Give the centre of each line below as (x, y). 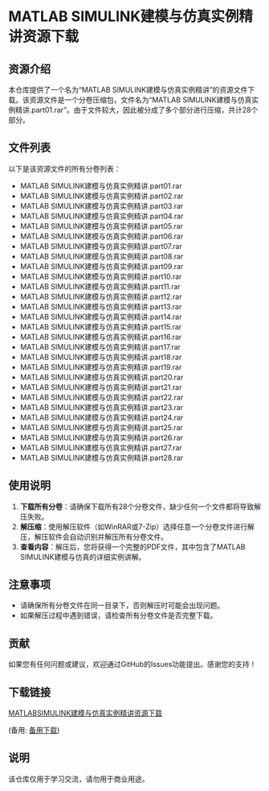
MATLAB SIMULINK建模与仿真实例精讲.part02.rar (102, 196)
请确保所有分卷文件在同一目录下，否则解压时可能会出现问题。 (122, 606)
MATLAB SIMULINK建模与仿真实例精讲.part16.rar (101, 337)
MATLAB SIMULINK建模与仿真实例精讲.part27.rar (101, 447)
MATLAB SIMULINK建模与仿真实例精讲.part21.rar (101, 387)
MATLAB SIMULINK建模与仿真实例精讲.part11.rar (100, 286)
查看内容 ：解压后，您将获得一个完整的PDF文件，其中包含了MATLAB (132, 547)
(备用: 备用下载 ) (34, 731)
